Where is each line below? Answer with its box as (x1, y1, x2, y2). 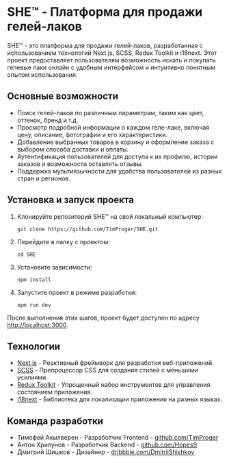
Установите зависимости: (16, 263, 92, 271)
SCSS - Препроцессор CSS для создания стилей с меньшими (16, 366, 198, 375)
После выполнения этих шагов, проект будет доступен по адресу (7, 313, 200, 322)
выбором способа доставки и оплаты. (16, 145, 129, 153)
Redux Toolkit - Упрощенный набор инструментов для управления (16, 381, 211, 389)
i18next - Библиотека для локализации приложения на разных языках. (16, 395, 223, 403)
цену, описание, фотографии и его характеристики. (16, 130, 168, 139)
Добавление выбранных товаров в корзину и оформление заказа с (16, 138, 215, 146)
